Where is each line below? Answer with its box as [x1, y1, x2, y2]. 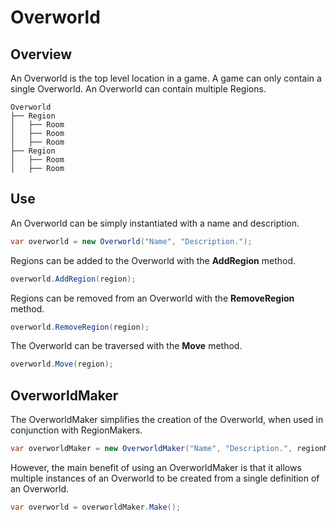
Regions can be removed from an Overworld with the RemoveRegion [10, 292, 295, 304]
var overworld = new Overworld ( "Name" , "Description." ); [10, 236, 253, 246]
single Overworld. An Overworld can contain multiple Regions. [10, 83, 267, 95]
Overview [10, 46, 73, 63]
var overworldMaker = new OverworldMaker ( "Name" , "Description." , [10, 444, 293, 454]
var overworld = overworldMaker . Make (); [10, 502, 182, 512]
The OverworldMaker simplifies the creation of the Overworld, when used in [10, 414, 324, 426]
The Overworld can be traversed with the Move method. [10, 340, 243, 352]
